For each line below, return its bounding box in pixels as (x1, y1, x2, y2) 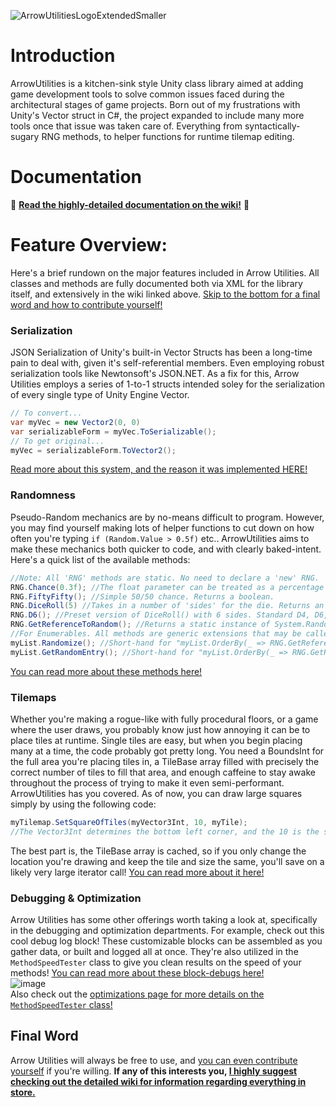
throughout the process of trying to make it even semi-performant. (10, 776, 285, 789)
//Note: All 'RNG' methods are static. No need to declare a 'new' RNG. (10, 573, 320, 583)
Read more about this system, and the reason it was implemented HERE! (10, 463, 308, 475)
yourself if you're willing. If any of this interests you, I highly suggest (10, 1065, 298, 1077)
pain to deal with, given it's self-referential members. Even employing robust (10, 357, 325, 369)
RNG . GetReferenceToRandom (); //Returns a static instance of (10, 620, 271, 630)
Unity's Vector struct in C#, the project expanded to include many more (10, 109, 305, 121)
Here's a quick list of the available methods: (10, 553, 191, 565)
